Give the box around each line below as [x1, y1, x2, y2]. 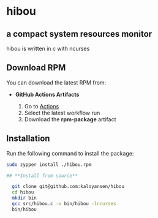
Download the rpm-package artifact [24, 115, 116, 123]
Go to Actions [24, 102, 59, 110]
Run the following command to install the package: [6, 149, 134, 157]
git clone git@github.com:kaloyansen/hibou [12, 184, 124, 190]
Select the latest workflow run [24, 109, 100, 116]
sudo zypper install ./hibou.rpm [6, 161, 92, 168]
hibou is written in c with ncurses [6, 45, 90, 52]
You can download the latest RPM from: [6, 78, 107, 86]
